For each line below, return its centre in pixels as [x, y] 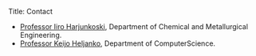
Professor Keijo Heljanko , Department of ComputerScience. [118, 43]
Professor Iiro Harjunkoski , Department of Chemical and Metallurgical [134, 26]
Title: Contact [31, 11]
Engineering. [41, 35]
